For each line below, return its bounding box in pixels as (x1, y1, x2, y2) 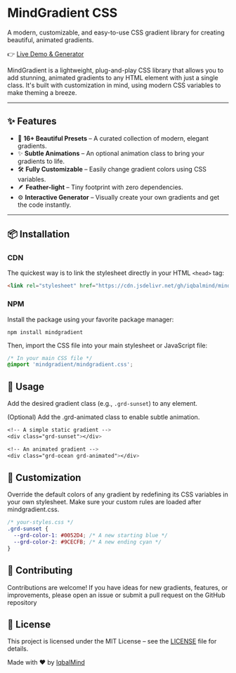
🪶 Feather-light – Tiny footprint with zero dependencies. (17, 183, 184, 191)
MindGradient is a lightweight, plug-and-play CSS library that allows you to (7, 65, 224, 75)
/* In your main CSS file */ (7, 354, 93, 361)
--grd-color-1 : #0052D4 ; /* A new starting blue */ (13, 532, 169, 539)
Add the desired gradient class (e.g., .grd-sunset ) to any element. (7, 399, 198, 408)
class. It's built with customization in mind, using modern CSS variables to (7, 81, 221, 89)
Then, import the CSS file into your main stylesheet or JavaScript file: (7, 341, 208, 350)
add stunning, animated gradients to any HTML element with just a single (7, 73, 219, 82)
